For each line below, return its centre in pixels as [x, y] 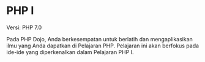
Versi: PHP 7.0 [24, 27]
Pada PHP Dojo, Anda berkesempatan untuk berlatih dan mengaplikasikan [99, 39]
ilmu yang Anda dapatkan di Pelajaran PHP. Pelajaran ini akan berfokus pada [103, 46]
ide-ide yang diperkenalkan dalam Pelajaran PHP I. [70, 52]
